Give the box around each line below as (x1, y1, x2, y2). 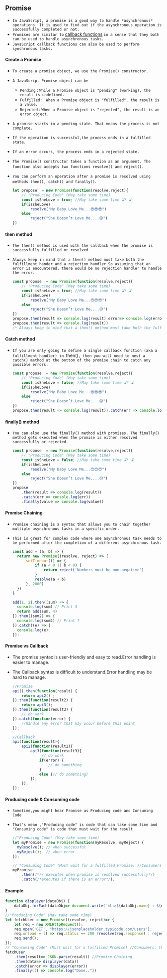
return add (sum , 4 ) (17, 609, 58, 614)
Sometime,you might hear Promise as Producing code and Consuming (12, 809, 153, 814)
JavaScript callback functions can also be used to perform (12, 42, 140, 47)
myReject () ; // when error (17, 849, 76, 854)
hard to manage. (12, 674, 46, 680)
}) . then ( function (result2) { (12, 698, 73, 703)
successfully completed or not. (12, 27, 80, 32)
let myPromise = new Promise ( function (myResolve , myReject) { (12, 840, 144, 845)
